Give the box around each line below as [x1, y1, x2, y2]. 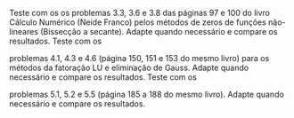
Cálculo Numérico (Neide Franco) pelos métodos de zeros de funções [9, 17, 267, 28]
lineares [9, 27, 38, 36]
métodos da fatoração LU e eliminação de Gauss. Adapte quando [9, 62, 249, 73]
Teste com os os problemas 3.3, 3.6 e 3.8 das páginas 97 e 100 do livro [9, 8, 270, 18]
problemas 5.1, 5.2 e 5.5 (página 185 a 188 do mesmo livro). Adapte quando [9, 89, 285, 99]
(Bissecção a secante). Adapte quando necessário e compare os [39, 27, 278, 36]
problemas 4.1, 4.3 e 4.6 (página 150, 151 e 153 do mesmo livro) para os [9, 53, 270, 63]
